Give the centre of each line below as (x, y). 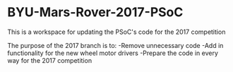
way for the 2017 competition (50, 60)
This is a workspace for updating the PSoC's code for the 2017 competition (116, 32)
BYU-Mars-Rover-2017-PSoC (95, 12)
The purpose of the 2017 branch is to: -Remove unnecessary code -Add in (115, 45)
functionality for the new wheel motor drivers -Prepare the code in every (113, 53)
